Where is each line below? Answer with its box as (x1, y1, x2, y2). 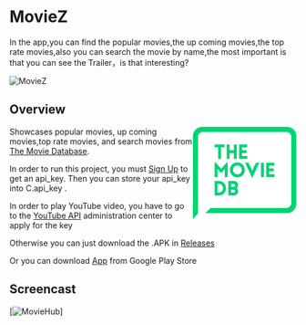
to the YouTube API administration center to (9, 210, 173, 221)
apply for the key (9, 219, 73, 230)
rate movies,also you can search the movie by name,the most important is (9, 46, 287, 57)
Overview (9, 102, 66, 118)
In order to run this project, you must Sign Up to (9, 162, 189, 174)
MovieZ (9, 6, 68, 27)
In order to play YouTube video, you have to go (9, 200, 185, 211)
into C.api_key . (9, 183, 67, 194)
